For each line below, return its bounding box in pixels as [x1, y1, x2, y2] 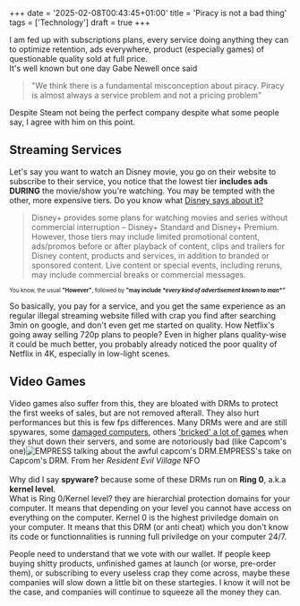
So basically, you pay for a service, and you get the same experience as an [9, 300, 287, 312]
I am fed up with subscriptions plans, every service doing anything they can [9, 35, 289, 45]
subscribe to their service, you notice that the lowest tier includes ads [9, 175, 269, 186]
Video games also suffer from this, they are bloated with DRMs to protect [9, 397, 279, 408]
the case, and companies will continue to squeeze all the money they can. [9, 586, 282, 597]
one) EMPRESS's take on [9, 445, 292, 456]
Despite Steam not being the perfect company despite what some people [9, 107, 279, 117]
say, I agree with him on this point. [9, 116, 136, 127]
